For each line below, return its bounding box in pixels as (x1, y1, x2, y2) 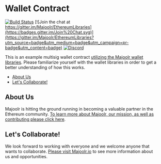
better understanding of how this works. (5, 64, 85, 70)
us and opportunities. (5, 153, 48, 159)
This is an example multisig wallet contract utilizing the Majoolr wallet (5, 54, 144, 60)
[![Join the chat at (34, 19, 70, 25)
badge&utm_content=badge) (5, 45, 63, 50)
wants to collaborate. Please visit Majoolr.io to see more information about (5, 148, 153, 154)
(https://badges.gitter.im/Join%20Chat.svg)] (5, 29, 94, 35)
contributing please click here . (5, 116, 66, 122)
